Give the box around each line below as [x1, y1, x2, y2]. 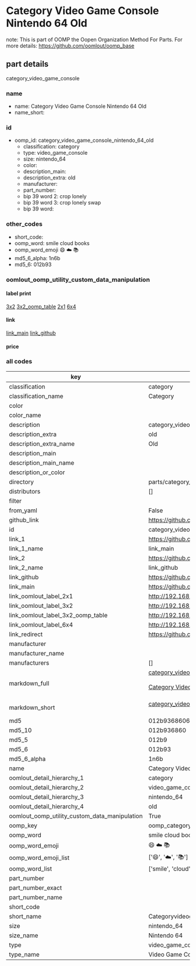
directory [9, 478, 34, 486]
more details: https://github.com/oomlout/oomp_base [6, 42, 135, 49]
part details [6, 59, 49, 69]
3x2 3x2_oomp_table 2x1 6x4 [6, 303, 76, 310]
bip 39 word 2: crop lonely [23, 193, 87, 200]
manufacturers [9, 658, 50, 666]
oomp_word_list [9, 865, 52, 873]
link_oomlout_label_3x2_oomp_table [9, 611, 108, 619]
